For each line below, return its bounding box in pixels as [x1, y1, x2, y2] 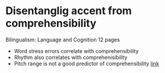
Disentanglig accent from [5, 4, 132, 18]
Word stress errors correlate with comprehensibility [14, 47, 139, 54]
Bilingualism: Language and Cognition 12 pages [5, 36, 120, 43]
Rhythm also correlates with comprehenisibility [14, 54, 127, 61]
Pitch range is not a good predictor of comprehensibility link [14, 60, 159, 67]
